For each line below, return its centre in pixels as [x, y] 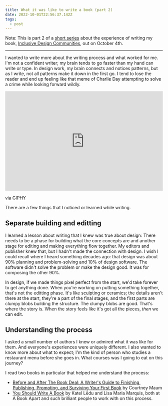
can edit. [14, 314]
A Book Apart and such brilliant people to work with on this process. [82, 398]
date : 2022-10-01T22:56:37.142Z [39, 15]
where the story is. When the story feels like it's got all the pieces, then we [82, 309]
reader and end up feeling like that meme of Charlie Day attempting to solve [83, 79]
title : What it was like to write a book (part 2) [59, 10]
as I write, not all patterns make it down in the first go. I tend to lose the [78, 74]
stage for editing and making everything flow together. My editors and [77, 246]
